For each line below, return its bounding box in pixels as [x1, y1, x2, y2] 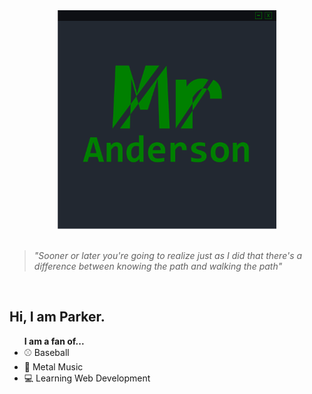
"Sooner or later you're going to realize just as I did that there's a [33, 250, 303, 261]
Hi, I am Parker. [9, 309, 106, 326]
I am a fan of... [23, 335, 85, 347]
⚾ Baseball [23, 346, 70, 358]
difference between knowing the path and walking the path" [33, 260, 283, 272]
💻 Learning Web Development [23, 372, 151, 384]
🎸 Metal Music [23, 360, 84, 373]
